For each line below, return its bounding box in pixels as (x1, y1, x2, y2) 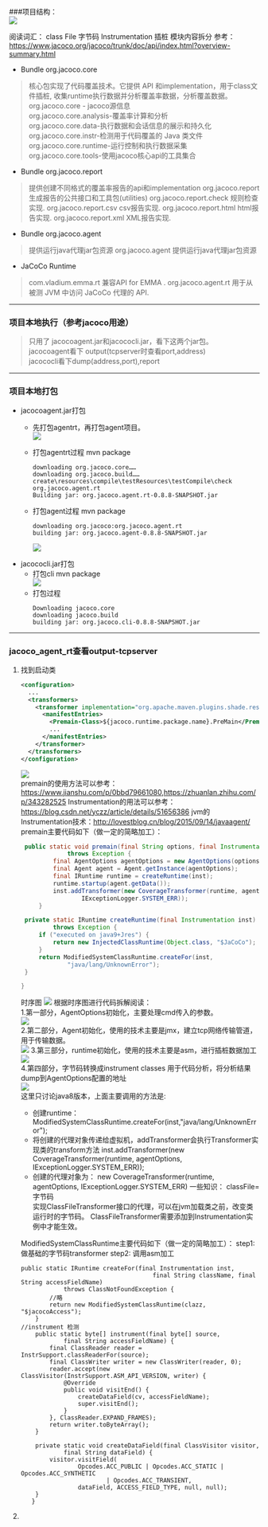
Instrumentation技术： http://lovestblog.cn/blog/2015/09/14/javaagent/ (20, 816, 251, 826)
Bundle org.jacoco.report (20, 166, 103, 176)
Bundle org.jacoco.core (20, 65, 98, 74)
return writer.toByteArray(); (49, 1421, 150, 1429)
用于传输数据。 (20, 1036, 70, 1045)
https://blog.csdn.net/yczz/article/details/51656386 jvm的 (20, 807, 211, 816)
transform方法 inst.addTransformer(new (53, 1145, 185, 1155)
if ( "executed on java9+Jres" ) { (38, 931, 150, 939)
